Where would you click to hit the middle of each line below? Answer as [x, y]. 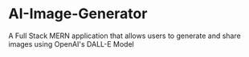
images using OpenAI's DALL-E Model [71, 44]
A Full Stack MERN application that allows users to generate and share [124, 36]
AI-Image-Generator [78, 14]
